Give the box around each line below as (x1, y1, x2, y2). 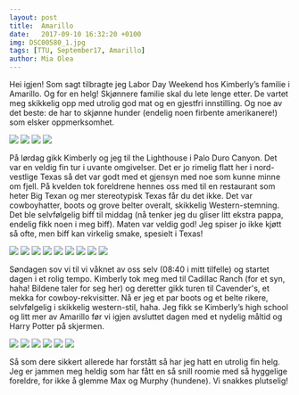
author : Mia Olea (9, 54, 74, 63)
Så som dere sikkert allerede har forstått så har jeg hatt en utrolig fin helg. (9, 357, 281, 366)
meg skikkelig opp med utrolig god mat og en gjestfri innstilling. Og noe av (9, 98, 283, 108)
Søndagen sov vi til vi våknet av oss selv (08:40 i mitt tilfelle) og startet (9, 264, 270, 275)
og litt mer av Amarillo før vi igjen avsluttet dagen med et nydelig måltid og (9, 311, 283, 322)
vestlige (9, 171, 38, 182)
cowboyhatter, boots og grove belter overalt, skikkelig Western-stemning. (9, 200, 279, 210)
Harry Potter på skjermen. (9, 321, 105, 331)
